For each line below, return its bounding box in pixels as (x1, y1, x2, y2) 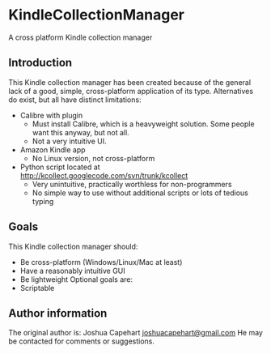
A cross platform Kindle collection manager (8, 32, 153, 42)
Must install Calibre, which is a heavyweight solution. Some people (32, 119, 255, 129)
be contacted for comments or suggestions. (8, 336, 155, 346)
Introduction (8, 56, 73, 70)
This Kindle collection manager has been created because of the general (8, 77, 252, 87)
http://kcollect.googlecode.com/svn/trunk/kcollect (19, 170, 188, 180)
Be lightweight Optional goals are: (19, 274, 133, 284)
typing (32, 196, 54, 206)
